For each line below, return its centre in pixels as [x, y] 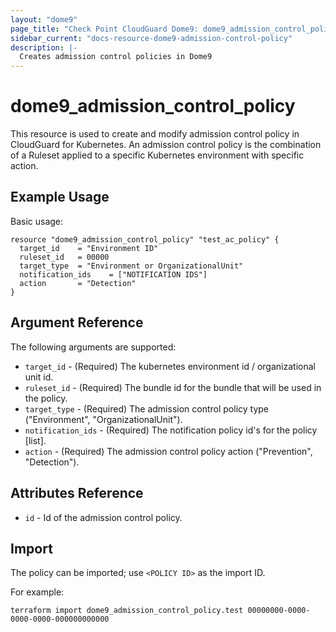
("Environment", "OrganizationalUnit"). [103, 419]
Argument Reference [77, 322]
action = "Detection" [78, 283]
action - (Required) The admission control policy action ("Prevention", [168, 451]
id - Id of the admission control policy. [103, 517]
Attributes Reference [77, 493]
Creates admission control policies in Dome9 [116, 57]
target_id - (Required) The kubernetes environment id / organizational [170, 366]
